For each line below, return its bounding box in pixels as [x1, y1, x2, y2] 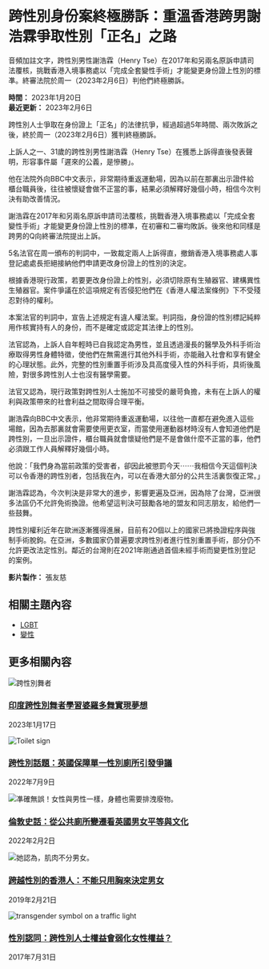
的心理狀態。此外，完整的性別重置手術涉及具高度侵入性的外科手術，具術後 [8, 359, 254, 369]
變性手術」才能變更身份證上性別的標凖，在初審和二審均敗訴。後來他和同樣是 [8, 221, 261, 230]
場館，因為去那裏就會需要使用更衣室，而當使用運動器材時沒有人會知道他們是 [8, 423, 261, 434]
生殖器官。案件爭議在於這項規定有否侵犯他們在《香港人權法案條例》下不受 [8, 285, 254, 295]
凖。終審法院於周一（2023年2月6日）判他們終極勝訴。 [8, 75, 189, 85]
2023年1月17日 [8, 719, 57, 729]
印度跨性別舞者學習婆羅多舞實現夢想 [8, 700, 148, 711]
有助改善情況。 [14, 193, 65, 203]
